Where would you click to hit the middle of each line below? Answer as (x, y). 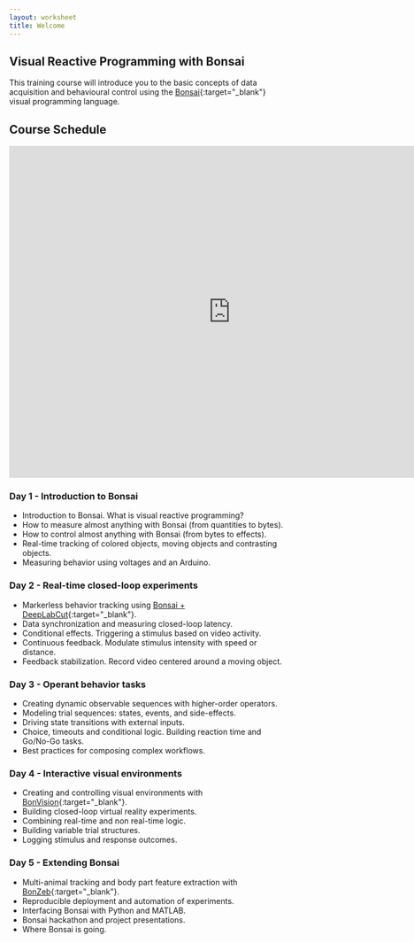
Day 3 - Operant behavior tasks (78, 684)
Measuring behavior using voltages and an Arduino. (116, 562)
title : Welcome (37, 26)
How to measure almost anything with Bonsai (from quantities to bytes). (153, 525)
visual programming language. (65, 102)
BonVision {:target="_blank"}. (75, 802)
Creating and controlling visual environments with (112, 792)
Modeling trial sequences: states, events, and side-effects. (129, 713)
